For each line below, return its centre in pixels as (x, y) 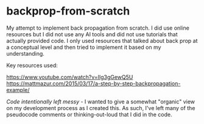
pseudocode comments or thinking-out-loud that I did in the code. (89, 114)
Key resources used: (32, 65)
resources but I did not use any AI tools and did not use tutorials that (92, 34)
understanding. (25, 53)
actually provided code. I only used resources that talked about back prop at (102, 41)
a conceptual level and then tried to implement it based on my (84, 47)
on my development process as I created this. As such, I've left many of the (101, 108)
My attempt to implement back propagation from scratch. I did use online (98, 28)
